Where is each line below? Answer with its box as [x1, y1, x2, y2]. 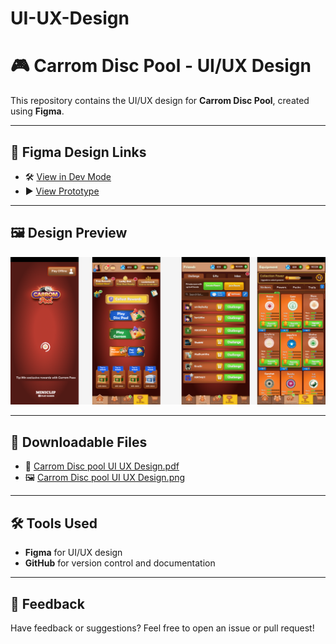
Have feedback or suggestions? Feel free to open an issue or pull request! [10, 622, 315, 634]
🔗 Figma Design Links [10, 143, 147, 161]
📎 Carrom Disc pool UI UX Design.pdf [24, 460, 180, 472]
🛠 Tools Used [10, 515, 98, 532]
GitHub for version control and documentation [24, 557, 216, 569]
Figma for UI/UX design [24, 547, 123, 559]
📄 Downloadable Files [10, 433, 148, 451]
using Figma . [10, 105, 65, 117]
